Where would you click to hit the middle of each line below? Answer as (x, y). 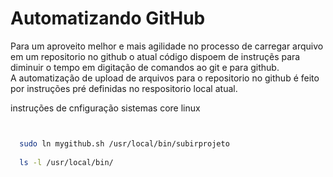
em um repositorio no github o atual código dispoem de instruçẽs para (155, 56)
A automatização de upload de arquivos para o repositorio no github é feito (165, 78)
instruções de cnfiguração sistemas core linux (105, 108)
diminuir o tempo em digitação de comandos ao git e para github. (145, 67)
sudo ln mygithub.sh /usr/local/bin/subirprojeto (124, 143)
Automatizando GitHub (108, 18)
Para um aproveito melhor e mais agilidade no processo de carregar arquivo (167, 46)
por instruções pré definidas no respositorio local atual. (124, 88)
